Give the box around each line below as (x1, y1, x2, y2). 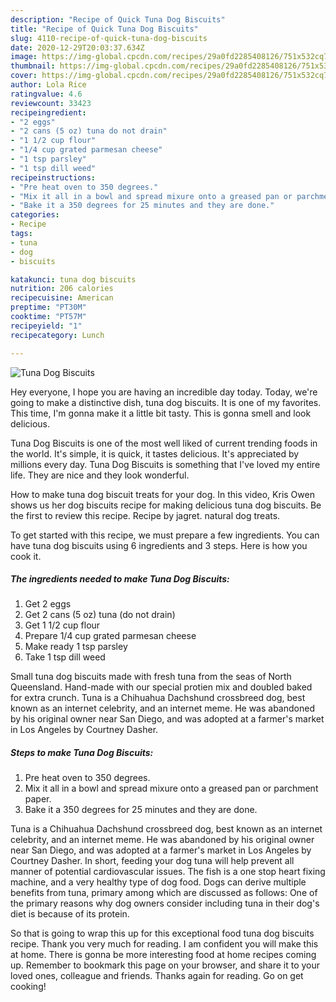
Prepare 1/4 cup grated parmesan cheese (24, 630, 197, 642)
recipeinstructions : (10, 172, 97, 183)
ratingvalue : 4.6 (10, 89, 83, 99)
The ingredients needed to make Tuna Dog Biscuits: (10, 573, 230, 585)
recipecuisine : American (10, 293, 114, 303)
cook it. (10, 550, 42, 562)
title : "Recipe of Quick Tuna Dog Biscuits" (10, 24, 199, 34)
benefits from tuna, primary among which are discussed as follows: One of (10, 887, 318, 899)
